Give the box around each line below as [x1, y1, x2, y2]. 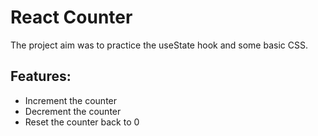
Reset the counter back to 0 [24, 116, 140, 128]
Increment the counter [24, 94, 118, 106]
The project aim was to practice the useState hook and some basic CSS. [10, 39, 308, 51]
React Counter [10, 6, 133, 29]
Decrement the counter [24, 105, 122, 117]
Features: [10, 68, 72, 85]
